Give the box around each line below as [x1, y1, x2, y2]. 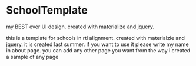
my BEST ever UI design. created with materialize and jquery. [6, 23, 155, 30]
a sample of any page [6, 53, 59, 60]
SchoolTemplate [6, 4, 88, 17]
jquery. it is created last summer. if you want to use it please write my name [6, 41, 190, 48]
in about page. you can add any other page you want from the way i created [6, 47, 191, 54]
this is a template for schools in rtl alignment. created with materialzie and [6, 34, 185, 41]
